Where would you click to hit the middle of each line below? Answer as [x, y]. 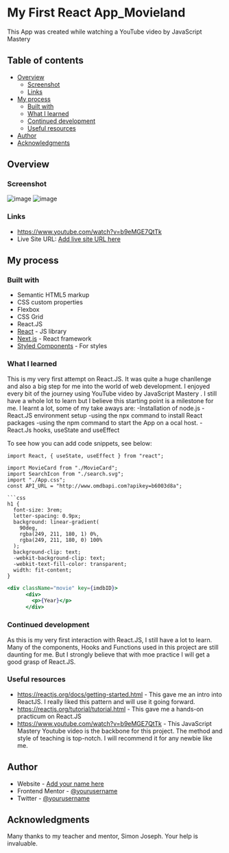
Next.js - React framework [54, 339]
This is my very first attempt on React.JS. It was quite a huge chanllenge [109, 378]
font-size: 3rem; [38, 510]
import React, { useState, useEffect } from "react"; [86, 456]
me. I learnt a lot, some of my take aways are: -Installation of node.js [104, 408]
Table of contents [45, 61]
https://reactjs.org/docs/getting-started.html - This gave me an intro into [120, 694]
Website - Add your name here [60, 784]
